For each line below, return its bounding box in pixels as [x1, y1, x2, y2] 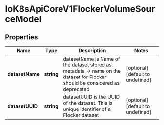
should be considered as [63, 80, 120, 86]
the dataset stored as [63, 62, 112, 68]
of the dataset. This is [63, 100, 113, 106]
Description [78, 47, 106, 54]
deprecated [63, 86, 90, 93]
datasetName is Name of [63, 56, 120, 62]
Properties [5, 33, 38, 41]
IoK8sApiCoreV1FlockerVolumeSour [5, 3, 155, 15]
